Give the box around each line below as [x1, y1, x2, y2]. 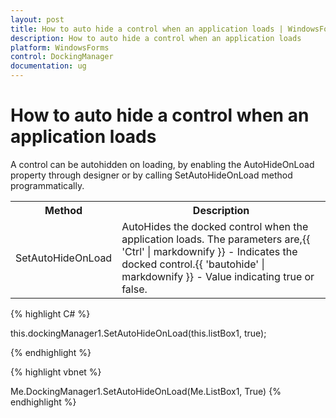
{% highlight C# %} [10, 307, 91, 320]
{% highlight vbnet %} [10, 366, 102, 378]
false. [121, 282, 148, 296]
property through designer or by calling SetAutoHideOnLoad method [10, 169, 293, 181]
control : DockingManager [10, 52, 114, 62]
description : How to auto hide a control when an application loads [10, 33, 302, 43]
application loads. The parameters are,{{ [121, 232, 311, 246]
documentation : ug [10, 61, 87, 71]
